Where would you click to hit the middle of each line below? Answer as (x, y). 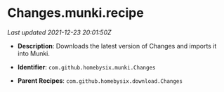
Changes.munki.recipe (75, 13)
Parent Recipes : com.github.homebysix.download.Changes (100, 80)
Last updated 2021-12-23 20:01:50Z (59, 32)
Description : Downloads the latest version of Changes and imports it (117, 46)
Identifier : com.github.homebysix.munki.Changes (86, 67)
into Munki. (34, 53)
